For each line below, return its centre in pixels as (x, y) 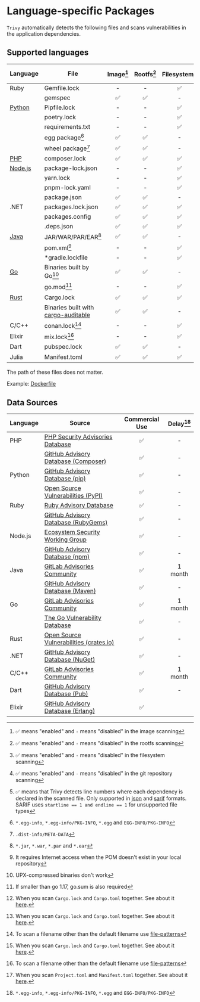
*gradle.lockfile (66, 258)
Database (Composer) (75, 461)
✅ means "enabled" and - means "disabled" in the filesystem (90, 755)
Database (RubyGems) (76, 523)
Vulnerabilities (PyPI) (74, 496)
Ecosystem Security (72, 532)
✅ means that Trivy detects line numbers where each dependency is (99, 792)
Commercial (142, 420)
